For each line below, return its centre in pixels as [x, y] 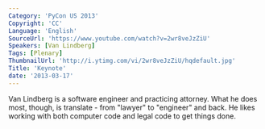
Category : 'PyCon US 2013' [54, 16]
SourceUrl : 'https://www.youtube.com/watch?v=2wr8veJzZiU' [110, 38]
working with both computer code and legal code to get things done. [122, 116]
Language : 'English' [43, 31]
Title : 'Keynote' [37, 69]
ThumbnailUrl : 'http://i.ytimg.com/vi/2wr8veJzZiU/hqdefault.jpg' [122, 61]
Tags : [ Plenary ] [35, 53]
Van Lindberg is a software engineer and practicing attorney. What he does [133, 98]
